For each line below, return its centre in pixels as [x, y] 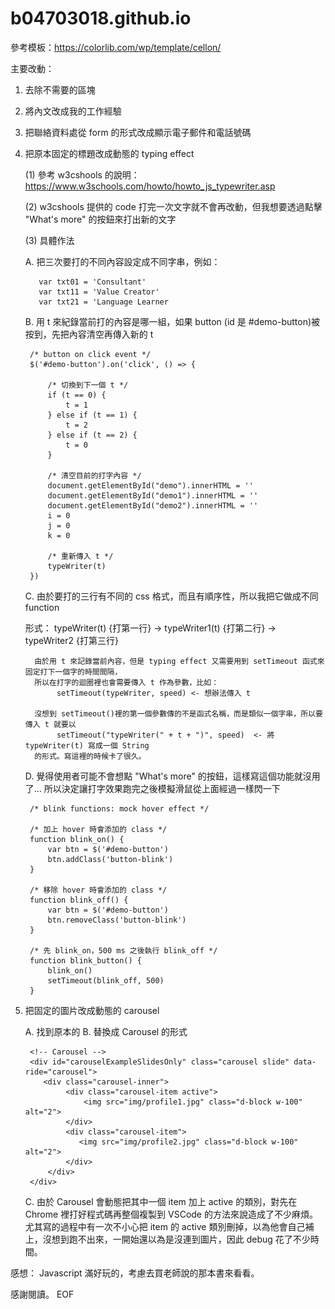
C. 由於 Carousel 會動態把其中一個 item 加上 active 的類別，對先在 [161, 1201]
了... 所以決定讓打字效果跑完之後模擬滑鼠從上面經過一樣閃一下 [152, 788]
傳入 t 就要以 [50, 724]
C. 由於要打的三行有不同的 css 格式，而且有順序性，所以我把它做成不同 [171, 596]
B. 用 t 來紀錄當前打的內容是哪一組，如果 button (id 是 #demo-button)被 [172, 321]
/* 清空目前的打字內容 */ [94, 475]
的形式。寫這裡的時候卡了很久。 [90, 756]
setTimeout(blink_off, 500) [106, 980]
